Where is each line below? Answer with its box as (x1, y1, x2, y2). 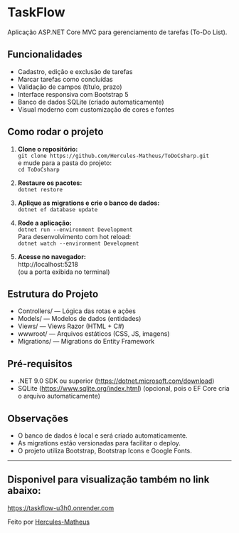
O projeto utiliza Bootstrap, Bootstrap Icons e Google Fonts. (17, 446, 192, 455)
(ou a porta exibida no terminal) (17, 268, 110, 276)
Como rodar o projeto (7, 126, 104, 138)
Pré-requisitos (7, 357, 73, 370)
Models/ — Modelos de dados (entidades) (17, 315, 142, 323)
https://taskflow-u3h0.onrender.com (7, 503, 115, 512)
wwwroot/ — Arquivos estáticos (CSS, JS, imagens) (17, 329, 170, 338)
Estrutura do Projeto (7, 287, 99, 300)
